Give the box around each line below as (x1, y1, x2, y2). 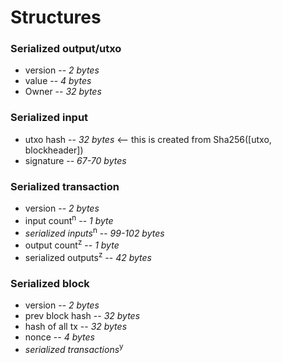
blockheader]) (24, 144, 84, 156)
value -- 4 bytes (24, 75, 92, 87)
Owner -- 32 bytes (24, 86, 102, 98)
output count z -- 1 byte (24, 237, 120, 251)
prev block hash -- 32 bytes (24, 310, 141, 321)
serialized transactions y (24, 342, 124, 355)
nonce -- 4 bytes (24, 331, 95, 343)
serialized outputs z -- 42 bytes (24, 250, 152, 263)
